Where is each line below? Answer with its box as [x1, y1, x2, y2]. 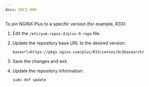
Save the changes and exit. [12, 58, 68, 64]
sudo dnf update [12, 77, 46, 82]
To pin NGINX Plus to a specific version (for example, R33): [5, 21, 127, 27]
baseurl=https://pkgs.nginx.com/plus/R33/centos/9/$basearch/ [12, 49, 145, 54]
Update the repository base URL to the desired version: [12, 40, 126, 46]
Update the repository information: [12, 68, 84, 74]
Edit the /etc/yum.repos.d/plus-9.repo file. [12, 30, 101, 36]
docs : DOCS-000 [5, 7, 37, 12]
